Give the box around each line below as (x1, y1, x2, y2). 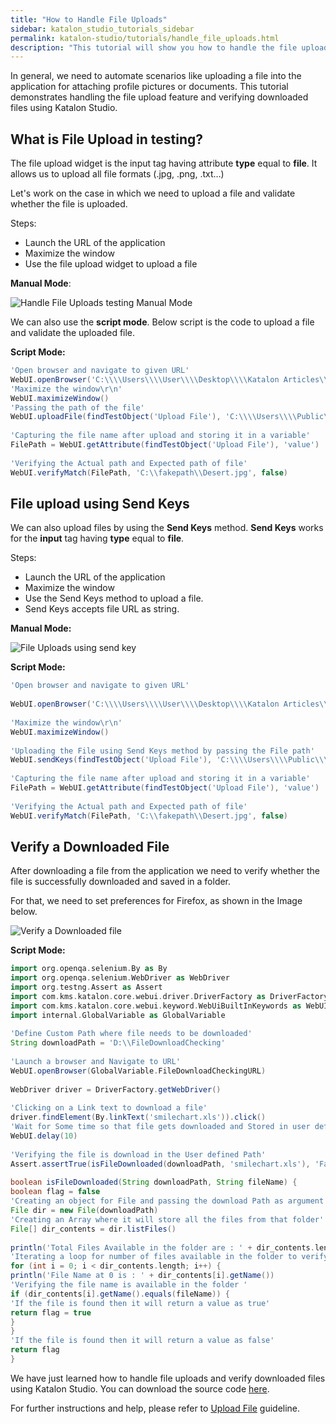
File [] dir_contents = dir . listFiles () (10, 1224, 177, 1234)
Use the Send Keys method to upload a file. (24, 592, 204, 605)
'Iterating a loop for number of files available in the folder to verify (10, 1252, 329, 1262)
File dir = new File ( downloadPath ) (10, 1206, 159, 1216)
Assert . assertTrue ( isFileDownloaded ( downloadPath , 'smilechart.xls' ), (10, 1159, 311, 1169)
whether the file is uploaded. (10, 198, 128, 210)
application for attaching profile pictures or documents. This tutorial (10, 81, 289, 93)
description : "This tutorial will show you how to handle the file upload (10, 42, 329, 53)
